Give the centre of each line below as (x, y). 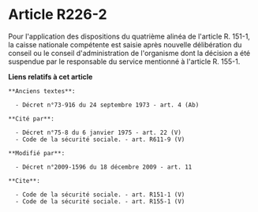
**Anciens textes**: (42, 91)
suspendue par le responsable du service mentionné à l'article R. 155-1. (124, 61)
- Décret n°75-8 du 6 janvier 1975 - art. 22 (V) (98, 132)
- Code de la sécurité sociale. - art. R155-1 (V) (100, 201)
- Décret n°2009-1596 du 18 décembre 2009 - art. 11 (104, 167)
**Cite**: (24, 180)
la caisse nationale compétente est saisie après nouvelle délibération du (125, 44)
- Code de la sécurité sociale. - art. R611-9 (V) (100, 139)
